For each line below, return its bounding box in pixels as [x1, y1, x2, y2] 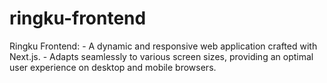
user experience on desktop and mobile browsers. [9, 61, 217, 73]
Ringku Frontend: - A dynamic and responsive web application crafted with [9, 40, 318, 52]
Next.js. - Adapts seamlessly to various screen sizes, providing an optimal [9, 50, 314, 62]
